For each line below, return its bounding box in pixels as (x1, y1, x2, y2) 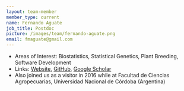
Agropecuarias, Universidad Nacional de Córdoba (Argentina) (14, 78, 166, 85)
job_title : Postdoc (6, 25, 55, 32)
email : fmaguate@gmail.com (6, 36, 73, 42)
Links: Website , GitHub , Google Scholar (14, 65, 112, 72)
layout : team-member (6, 8, 58, 15)
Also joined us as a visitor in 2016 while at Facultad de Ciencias (14, 72, 170, 79)
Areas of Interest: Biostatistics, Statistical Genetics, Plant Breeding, (14, 53, 179, 59)
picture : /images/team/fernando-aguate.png (6, 31, 116, 37)
